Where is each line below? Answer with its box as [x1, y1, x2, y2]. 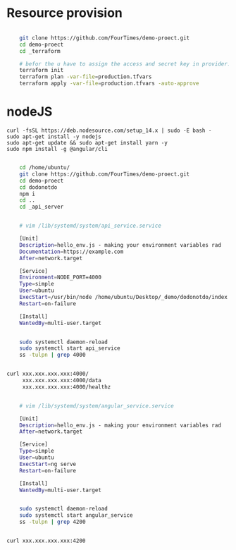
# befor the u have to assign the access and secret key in [19, 60, 199, 68]
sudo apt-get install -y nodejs [6, 133, 101, 140]
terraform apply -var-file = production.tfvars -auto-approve [19, 80, 199, 87]
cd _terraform [19, 47, 61, 54]
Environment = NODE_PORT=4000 [19, 274, 101, 281]
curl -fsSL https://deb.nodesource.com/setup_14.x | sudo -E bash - [6, 127, 212, 134]
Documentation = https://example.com [19, 248, 124, 255]
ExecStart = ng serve [19, 460, 77, 468]
